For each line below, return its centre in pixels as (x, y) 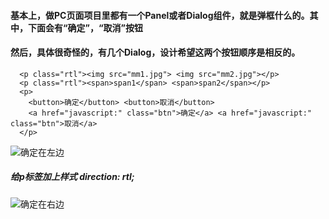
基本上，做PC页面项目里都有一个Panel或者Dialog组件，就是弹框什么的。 (160, 15)
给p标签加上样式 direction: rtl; (72, 177)
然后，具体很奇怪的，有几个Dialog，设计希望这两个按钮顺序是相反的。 (155, 52)
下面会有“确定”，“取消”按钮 (85, 27)
